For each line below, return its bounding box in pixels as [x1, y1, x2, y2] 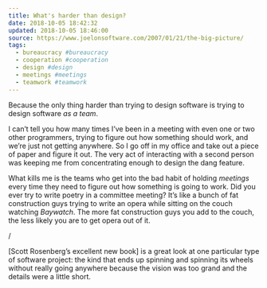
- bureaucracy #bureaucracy [15, 49, 109, 56]
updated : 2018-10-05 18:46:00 [8, 26, 109, 34]
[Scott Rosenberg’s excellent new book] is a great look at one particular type [8, 246, 260, 255]
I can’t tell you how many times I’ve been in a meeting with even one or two [8, 124, 255, 134]
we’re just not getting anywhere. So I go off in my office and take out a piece [8, 141, 259, 150]
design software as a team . [8, 108, 98, 118]
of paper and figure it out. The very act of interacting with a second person [8, 149, 255, 159]
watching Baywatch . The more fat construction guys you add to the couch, [8, 207, 255, 216]
